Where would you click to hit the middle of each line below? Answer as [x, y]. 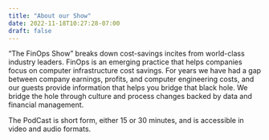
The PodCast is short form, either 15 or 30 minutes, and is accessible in [126, 121]
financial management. [46, 105]
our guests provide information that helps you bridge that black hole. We [128, 88]
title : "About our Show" [50, 16]
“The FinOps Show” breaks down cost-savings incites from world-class [126, 54]
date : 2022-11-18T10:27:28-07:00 [64, 23]
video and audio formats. [50, 129]
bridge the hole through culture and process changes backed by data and [130, 97]
